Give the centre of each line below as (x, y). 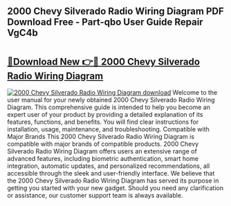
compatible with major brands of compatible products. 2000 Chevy (103, 144)
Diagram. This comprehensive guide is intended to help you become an (109, 107)
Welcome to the (195, 92)
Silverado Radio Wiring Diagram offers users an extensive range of (102, 151)
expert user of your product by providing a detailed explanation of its (105, 114)
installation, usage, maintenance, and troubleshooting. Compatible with (108, 129)
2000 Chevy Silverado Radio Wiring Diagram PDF (116, 11)
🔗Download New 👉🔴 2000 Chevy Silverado (104, 62)
